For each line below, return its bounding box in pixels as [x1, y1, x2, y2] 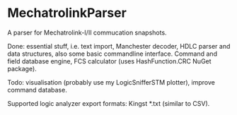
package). [7, 64, 37, 73]
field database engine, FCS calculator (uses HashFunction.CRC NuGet [7, 56, 212, 65]
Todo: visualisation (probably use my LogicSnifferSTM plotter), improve [7, 78, 216, 86]
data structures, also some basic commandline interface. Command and [7, 49, 218, 58]
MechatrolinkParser [7, 5, 127, 21]
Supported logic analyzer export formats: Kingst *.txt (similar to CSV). [7, 99, 210, 107]
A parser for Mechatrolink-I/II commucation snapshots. [7, 28, 168, 37]
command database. [7, 85, 67, 94]
